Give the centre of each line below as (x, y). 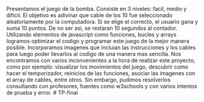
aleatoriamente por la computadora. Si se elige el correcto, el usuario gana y (102, 22)
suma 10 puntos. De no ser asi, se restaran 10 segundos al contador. (92, 28)
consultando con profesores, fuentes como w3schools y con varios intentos (102, 86)
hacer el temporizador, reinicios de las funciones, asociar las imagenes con (101, 73)
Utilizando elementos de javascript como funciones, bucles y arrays (91, 35)
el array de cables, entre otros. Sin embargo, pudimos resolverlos (88, 80)
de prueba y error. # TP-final (42, 93)
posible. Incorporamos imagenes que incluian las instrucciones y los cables (101, 47)
